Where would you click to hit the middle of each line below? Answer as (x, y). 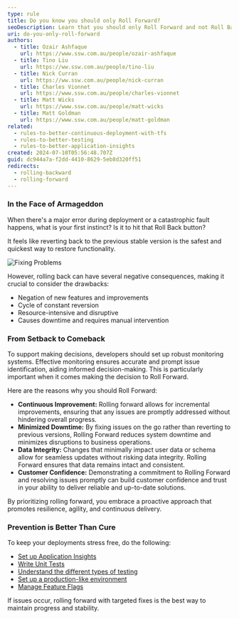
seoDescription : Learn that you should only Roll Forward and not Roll (116, 27)
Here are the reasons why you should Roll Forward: (83, 391)
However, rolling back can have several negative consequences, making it (116, 276)
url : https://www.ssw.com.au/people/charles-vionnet (100, 93)
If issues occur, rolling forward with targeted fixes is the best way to (107, 601)
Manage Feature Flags (51, 587)
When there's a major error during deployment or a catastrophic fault (108, 219)
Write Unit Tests (41, 564)
